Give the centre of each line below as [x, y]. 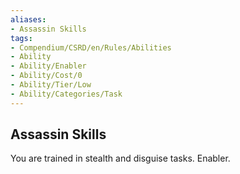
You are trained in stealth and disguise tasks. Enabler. [120, 158]
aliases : [28, 19]
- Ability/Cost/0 [46, 76]
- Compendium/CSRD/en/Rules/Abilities [91, 47]
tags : [21, 38]
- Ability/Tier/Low [51, 85]
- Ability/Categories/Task [66, 94]
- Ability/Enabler [48, 66]
